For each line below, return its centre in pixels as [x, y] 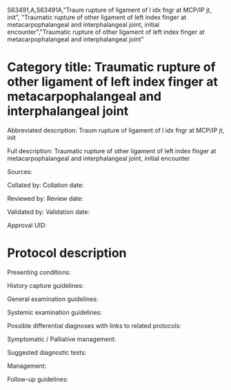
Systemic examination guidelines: [54, 312]
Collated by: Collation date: [46, 185]
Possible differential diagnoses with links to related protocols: [94, 325]
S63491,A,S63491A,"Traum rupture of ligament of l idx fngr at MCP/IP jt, [109, 10]
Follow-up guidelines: [38, 379]
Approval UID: [27, 225]
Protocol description [67, 253]
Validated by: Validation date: [48, 212]
